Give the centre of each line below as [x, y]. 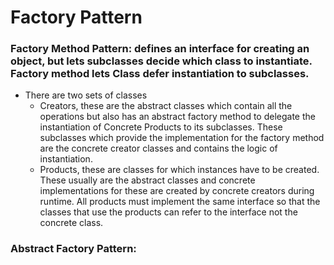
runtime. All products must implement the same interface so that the [180, 202]
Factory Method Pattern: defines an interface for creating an [160, 49]
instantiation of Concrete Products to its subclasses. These [161, 127]
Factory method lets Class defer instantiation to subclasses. [160, 74]
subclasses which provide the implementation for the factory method [182, 138]
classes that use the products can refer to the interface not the [168, 212]
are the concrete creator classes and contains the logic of [158, 148]
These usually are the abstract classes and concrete [147, 180]
